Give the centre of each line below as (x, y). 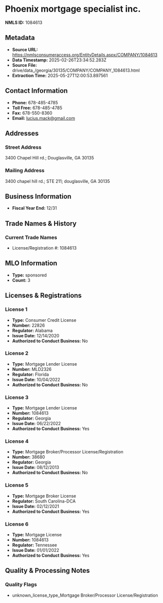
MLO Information (31, 263)
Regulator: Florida (30, 374)
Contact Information (36, 91)
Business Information (38, 196)
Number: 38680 (28, 457)
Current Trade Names (31, 237)
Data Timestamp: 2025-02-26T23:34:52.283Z (59, 60)
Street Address (23, 147)
